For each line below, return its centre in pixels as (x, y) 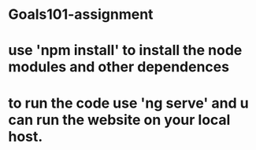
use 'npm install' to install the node (125, 51)
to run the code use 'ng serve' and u (129, 103)
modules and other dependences (119, 67)
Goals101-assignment (81, 15)
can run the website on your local (119, 120)
